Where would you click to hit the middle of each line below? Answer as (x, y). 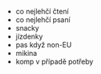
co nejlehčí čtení (42, 11)
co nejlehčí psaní (43, 20)
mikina (26, 53)
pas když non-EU (43, 45)
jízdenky (29, 36)
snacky (27, 28)
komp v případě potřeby (54, 61)
